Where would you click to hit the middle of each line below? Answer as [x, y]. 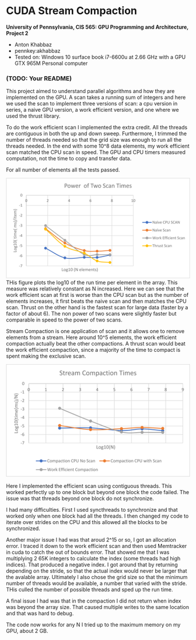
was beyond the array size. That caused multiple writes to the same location [98, 607]
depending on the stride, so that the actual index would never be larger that [97, 571]
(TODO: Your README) [39, 78]
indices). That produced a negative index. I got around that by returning [92, 565]
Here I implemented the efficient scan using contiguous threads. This [89, 486]
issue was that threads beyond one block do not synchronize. [80, 498]
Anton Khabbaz [33, 45]
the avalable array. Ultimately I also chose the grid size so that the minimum [97, 577]
